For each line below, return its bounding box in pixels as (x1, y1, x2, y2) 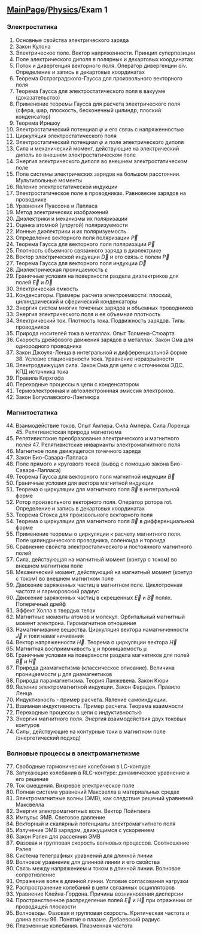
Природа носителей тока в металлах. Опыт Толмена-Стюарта (15, 329, 175, 337)
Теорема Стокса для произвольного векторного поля (15, 511, 153, 518)
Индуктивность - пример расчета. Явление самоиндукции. (15, 696, 167, 703)
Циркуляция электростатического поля (15, 132, 117, 139)
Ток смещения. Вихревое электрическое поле (15, 782, 135, 789)
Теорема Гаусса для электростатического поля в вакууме (15, 87, 166, 95)
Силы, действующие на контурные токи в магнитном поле (15, 728, 166, 735)
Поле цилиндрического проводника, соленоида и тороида (15, 536, 166, 543)
